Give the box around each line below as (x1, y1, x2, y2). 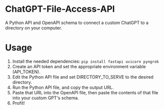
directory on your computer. (5, 25, 62, 30)
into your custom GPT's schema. (12, 95, 79, 101)
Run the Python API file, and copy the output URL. (12, 84, 114, 90)
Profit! (12, 100, 25, 106)
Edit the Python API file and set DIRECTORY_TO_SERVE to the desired (12, 74, 154, 80)
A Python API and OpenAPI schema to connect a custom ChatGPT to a (5, 20, 149, 26)
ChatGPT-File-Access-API (5, 3, 115, 15)
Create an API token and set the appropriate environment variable (12, 63, 146, 69)
